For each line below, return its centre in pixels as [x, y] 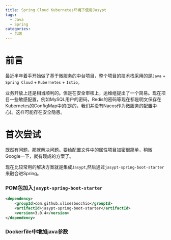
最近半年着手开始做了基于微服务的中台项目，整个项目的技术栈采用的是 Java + [85, 76]
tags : [11, 15]
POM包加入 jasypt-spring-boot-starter [54, 188]
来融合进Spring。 [23, 173]
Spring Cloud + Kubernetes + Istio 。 [44, 82]
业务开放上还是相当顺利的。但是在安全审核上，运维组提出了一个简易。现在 [83, 93]
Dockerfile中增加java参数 [37, 232]
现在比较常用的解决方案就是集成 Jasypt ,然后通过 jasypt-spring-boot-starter [85, 167]
